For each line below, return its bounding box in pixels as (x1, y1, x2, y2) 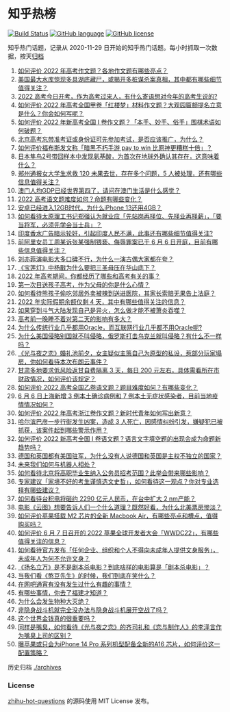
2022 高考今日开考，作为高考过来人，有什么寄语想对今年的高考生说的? (17, 92, 218, 100)
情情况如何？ (17, 400, 54, 408)
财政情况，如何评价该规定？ (17, 374, 97, 383)
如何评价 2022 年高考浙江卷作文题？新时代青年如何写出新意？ (17, 409, 192, 417)
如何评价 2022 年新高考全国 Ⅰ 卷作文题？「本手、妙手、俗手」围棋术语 (17, 118, 215, 126)
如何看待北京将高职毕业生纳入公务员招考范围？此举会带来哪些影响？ (17, 468, 210, 476)
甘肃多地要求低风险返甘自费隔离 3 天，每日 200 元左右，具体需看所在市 (17, 366, 220, 374)
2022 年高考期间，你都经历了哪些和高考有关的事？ (17, 272, 161, 280)
